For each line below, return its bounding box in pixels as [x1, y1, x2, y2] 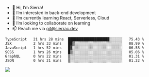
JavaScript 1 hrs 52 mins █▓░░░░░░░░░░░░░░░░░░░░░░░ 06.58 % [5, 45, 145, 50]
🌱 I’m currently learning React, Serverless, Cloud [12, 15, 110, 20]
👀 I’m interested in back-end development [12, 10, 96, 16]
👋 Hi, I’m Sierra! [12, 5, 44, 10]
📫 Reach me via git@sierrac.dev [12, 26, 78, 31]
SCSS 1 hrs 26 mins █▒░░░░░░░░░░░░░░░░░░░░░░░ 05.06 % [5, 50, 145, 55]
